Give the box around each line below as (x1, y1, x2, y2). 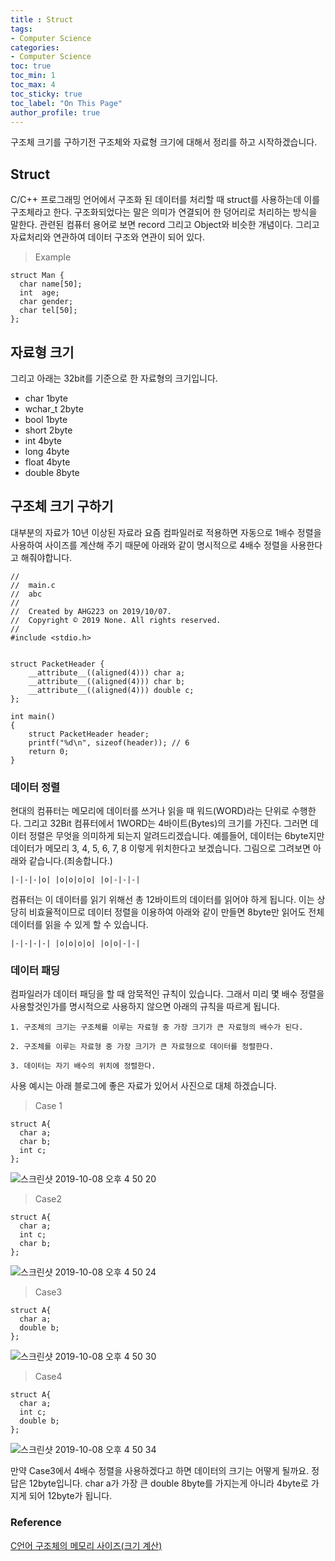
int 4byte (24, 435, 62, 446)
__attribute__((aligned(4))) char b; (28, 676, 186, 686)
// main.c (10, 580, 56, 590)
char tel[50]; (19, 306, 78, 316)
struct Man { (10, 271, 65, 281)
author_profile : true (10, 107, 101, 118)
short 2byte (24, 424, 73, 436)
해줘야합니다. (20, 551, 73, 563)
